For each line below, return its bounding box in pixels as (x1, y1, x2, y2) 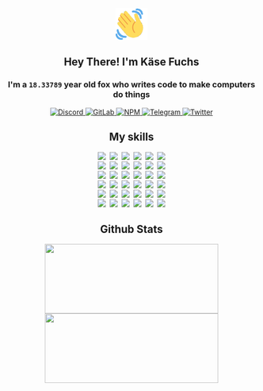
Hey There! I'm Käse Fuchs (63, 56, 200, 69)
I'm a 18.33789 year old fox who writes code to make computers (7, 79, 256, 91)
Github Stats (100, 223, 163, 236)
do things (112, 89, 151, 100)
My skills (109, 130, 154, 144)
